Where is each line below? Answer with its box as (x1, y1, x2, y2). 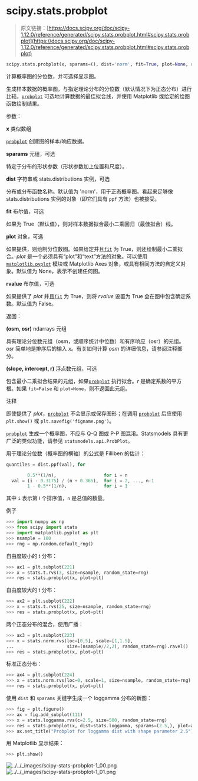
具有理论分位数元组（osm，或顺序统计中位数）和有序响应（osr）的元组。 (6, 338, 184, 345)
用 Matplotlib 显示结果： (6, 740, 65, 747)
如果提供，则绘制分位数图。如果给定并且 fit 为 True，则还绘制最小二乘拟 (6, 245, 183, 252)
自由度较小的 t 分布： (6, 552, 58, 559)
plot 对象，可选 (6, 233, 44, 240)
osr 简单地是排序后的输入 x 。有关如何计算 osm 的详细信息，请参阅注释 (6, 345, 178, 352)
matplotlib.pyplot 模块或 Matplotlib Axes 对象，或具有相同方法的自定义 (6, 260, 181, 267)
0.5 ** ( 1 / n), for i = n (27, 472, 128, 478)
